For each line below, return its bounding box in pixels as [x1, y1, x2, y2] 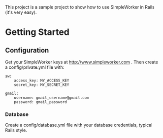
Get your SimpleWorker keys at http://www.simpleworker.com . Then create [5, 59, 159, 65]
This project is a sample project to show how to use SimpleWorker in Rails [5, 4, 155, 10]
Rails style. [5, 127, 27, 133]
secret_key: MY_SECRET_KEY [14, 83, 69, 87]
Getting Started [5, 27, 70, 38]
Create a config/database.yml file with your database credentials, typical [5, 122, 153, 128]
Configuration [5, 46, 49, 55]
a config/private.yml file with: [5, 64, 65, 70]
